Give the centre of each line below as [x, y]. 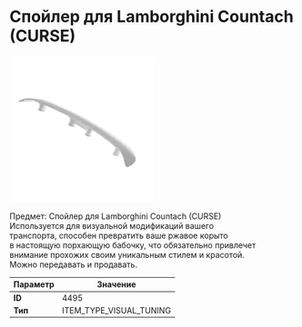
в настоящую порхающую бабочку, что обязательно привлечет [133, 245]
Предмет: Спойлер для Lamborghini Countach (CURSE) [116, 216]
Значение [116, 284]
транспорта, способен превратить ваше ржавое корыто [119, 235]
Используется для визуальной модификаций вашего [112, 225]
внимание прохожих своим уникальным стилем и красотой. [127, 254]
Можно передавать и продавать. [74, 264]
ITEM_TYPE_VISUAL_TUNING [116, 310]
